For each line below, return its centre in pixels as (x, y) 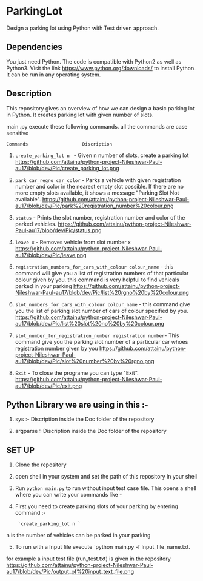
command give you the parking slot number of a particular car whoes (101, 341)
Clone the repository (41, 465)
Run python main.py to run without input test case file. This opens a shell (106, 488)
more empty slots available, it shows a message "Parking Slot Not (97, 193)
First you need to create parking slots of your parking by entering (97, 506)
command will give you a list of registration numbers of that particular (102, 273)
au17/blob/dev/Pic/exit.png (48, 386)
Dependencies (34, 47)
